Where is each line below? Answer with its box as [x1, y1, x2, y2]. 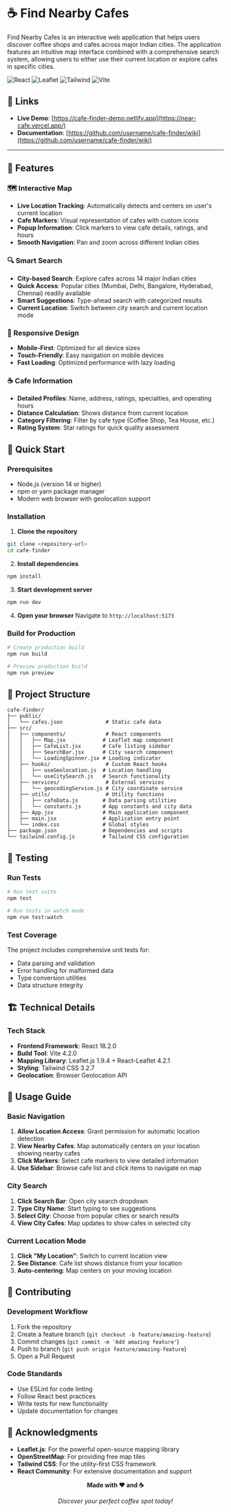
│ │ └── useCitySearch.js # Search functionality [7, 773, 170, 780]
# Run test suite [7, 889, 57, 896]
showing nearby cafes [16, 1149, 80, 1158]
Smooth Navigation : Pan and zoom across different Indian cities [16, 239, 199, 247]
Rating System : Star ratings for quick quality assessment [16, 423, 179, 432]
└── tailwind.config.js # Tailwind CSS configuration [7, 834, 189, 840]
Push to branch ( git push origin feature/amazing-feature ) [16, 1344, 187, 1353]
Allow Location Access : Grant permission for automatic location [16, 1127, 200, 1136]
